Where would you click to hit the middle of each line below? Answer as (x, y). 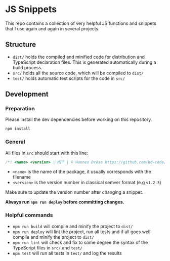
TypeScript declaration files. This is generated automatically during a (84, 62)
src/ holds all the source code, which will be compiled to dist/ (78, 73)
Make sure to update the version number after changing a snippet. (74, 192)
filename (22, 177)
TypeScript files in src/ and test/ (47, 248)
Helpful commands (29, 215)
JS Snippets (31, 9)
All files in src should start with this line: (47, 153)
